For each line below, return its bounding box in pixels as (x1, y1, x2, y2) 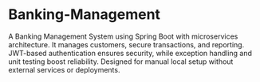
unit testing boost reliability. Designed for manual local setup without (8, 57, 234, 66)
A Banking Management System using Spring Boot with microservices (8, 32, 238, 41)
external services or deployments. (8, 65, 120, 74)
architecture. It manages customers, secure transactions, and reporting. (8, 39, 245, 49)
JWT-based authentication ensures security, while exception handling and (8, 48, 253, 58)
